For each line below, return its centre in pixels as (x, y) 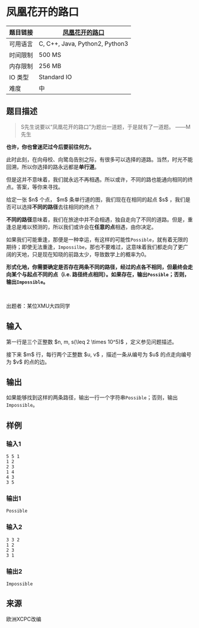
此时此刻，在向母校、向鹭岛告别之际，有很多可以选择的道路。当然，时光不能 (99, 159)
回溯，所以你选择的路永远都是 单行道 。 (53, 167)
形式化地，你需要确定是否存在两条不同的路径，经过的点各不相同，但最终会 (97, 267)
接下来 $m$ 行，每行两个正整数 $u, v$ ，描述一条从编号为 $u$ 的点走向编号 (99, 354)
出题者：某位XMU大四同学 (38, 305)
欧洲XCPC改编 (24, 619)
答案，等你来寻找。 (40, 187)
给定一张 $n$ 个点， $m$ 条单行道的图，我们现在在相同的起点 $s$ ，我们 (96, 199)
